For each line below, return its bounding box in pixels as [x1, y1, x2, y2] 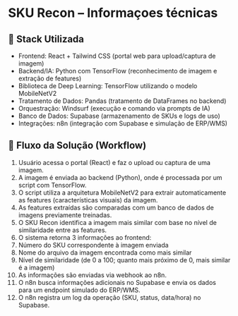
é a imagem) [18, 263, 55, 272]
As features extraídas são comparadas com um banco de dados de [18, 203, 214, 212]
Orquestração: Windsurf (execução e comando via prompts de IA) [18, 104, 210, 112]
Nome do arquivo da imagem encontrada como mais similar [18, 248, 192, 257]
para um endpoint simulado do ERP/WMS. [18, 286, 141, 294]
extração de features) [18, 74, 82, 83]
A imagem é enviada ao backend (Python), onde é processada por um [18, 173, 222, 181]
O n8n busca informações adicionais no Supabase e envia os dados [18, 278, 216, 286]
